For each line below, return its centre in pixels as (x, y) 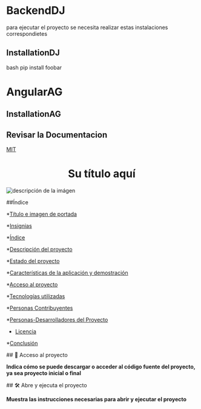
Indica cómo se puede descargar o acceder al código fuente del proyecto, (101, 367)
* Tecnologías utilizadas (36, 296)
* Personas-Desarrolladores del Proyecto (57, 320)
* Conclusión (22, 344)
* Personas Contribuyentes (40, 308)
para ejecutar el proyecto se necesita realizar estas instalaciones (87, 27)
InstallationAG (34, 114)
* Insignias (19, 226)
